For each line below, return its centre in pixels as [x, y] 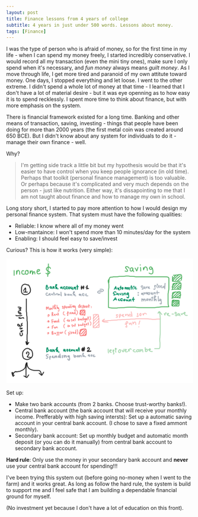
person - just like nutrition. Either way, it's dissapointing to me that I [103, 190]
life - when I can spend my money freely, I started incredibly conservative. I [98, 55]
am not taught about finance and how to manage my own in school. [103, 197]
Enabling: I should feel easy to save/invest [66, 239]
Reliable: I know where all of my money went [69, 226]
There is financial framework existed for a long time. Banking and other [93, 117]
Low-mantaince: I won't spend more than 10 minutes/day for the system [103, 232]
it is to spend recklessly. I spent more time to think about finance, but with [96, 99]
